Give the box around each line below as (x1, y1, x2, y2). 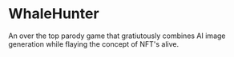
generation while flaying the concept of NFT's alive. (8, 39, 179, 48)
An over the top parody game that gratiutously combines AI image (8, 31, 226, 40)
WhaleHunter (8, 5, 99, 23)
